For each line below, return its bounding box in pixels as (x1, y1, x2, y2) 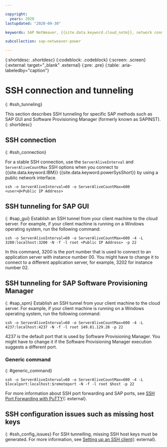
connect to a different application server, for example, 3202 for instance (5, 259, 153, 265)
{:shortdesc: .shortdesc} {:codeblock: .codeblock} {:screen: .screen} (5, 57, 146, 63)
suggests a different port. (5, 344, 57, 350)
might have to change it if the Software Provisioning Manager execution (5, 338, 152, 344)
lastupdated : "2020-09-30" (5, 21, 61, 26)
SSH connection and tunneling (5, 85, 134, 96)
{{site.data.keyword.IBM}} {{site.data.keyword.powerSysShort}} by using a (5, 169, 158, 175)
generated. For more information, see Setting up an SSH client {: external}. (5, 436, 157, 442)
